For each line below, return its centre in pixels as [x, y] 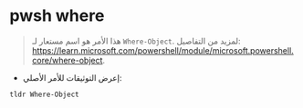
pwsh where [57, 16]
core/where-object [67, 60]
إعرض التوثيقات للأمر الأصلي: [72, 77]
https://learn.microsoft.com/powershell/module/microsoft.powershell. [162, 50]
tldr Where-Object [44, 94]
